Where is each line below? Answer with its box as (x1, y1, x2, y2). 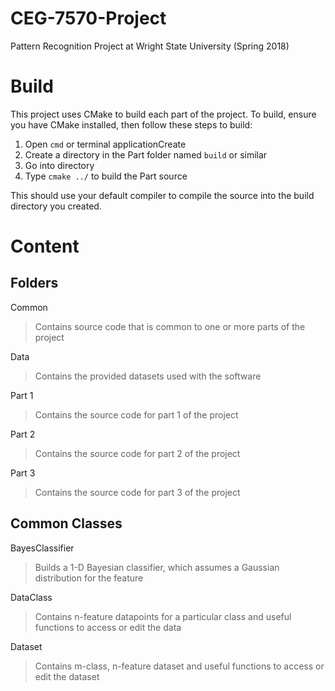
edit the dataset (34, 670, 100, 682)
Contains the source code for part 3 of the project (34, 486, 241, 498)
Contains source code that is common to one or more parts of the (34, 320, 306, 332)
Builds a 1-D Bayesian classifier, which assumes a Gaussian (34, 561, 280, 573)
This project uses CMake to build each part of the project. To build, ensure (10, 108, 317, 120)
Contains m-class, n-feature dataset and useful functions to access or (34, 660, 325, 672)
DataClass (10, 591, 53, 603)
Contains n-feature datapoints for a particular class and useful (34, 610, 292, 622)
